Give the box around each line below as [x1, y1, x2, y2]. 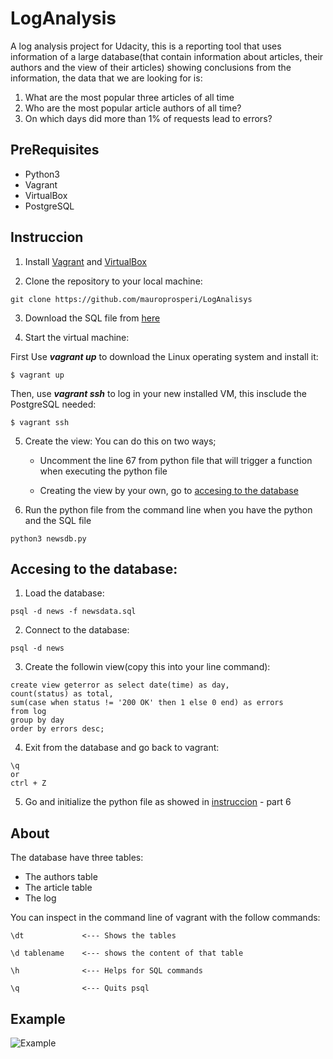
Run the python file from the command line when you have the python [24, 503, 313, 516]
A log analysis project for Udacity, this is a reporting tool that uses [10, 40, 282, 52]
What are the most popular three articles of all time [24, 91, 235, 103]
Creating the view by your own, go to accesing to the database [39, 484, 299, 496]
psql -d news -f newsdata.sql [10, 607, 137, 617]
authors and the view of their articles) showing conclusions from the [10, 61, 292, 73]
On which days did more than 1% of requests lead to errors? [24, 112, 273, 124]
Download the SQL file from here [24, 312, 161, 324]
